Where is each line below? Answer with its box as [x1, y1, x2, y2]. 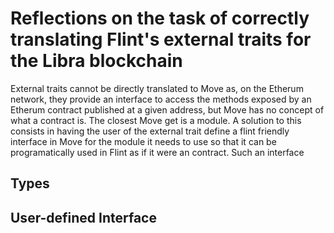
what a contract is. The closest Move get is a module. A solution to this [10, 114, 302, 126]
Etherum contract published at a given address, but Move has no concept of [10, 103, 325, 116]
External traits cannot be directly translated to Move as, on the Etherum [10, 82, 304, 94]
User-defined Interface [10, 209, 157, 226]
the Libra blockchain [10, 50, 183, 72]
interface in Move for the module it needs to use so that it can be [10, 135, 277, 147]
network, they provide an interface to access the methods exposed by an [10, 93, 312, 105]
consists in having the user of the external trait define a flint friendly [10, 125, 290, 137]
